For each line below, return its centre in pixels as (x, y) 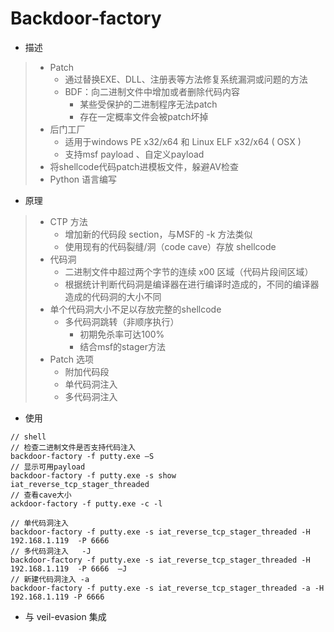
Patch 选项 (72, 359)
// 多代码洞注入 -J (51, 551)
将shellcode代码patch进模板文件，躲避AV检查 (144, 166)
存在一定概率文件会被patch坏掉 (144, 116)
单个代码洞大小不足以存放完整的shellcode (135, 309)
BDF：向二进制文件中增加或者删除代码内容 (152, 91)
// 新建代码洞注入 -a (50, 579)
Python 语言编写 (83, 179)
